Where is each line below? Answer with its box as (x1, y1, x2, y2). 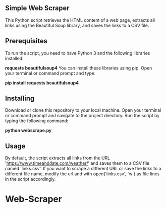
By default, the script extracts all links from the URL (5, 155, 111, 161)
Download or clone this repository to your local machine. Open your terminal (5, 107, 161, 113)
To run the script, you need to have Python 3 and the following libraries (5, 50, 150, 56)
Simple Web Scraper (5, 4, 70, 12)
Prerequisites (5, 37, 48, 45)
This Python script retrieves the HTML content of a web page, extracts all (5, 17, 155, 23)
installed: (5, 55, 24, 61)
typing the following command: (5, 118, 68, 124)
